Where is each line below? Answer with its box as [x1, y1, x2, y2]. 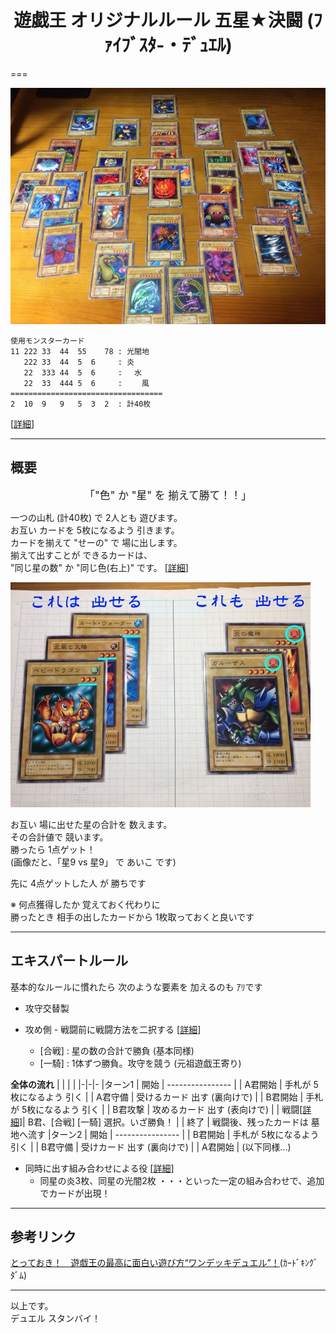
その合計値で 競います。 [10, 831, 109, 843]
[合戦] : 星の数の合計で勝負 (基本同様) [39, 1044, 195, 1056]
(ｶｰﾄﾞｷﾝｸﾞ [279, 1257, 318, 1269]
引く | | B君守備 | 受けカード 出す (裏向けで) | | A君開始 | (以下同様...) [10, 1141, 292, 1153]
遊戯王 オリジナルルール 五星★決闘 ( [13, 9, 314, 32]
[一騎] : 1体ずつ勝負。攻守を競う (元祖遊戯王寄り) [39, 1057, 242, 1069]
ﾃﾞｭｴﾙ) [181, 34, 233, 57]
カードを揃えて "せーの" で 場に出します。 [10, 536, 183, 548]
